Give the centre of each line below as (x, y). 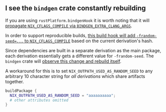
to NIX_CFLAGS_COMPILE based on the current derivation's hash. (89, 41)
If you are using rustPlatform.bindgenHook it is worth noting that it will (77, 20)
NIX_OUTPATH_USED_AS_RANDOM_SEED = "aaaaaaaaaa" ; (63, 95)
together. (15, 81)
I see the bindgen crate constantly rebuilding (75, 8)
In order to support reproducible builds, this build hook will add (70, 35)
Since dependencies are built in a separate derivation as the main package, (83, 50)
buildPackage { (21, 91)
